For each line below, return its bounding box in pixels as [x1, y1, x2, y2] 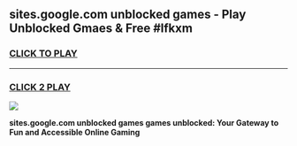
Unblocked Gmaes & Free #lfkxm [9, 21, 193, 36]
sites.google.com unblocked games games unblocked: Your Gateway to [9, 117, 279, 127]
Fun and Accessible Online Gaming [9, 127, 141, 137]
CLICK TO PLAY [9, 48, 78, 60]
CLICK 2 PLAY [9, 81, 71, 93]
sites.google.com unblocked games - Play [9, 7, 247, 22]
